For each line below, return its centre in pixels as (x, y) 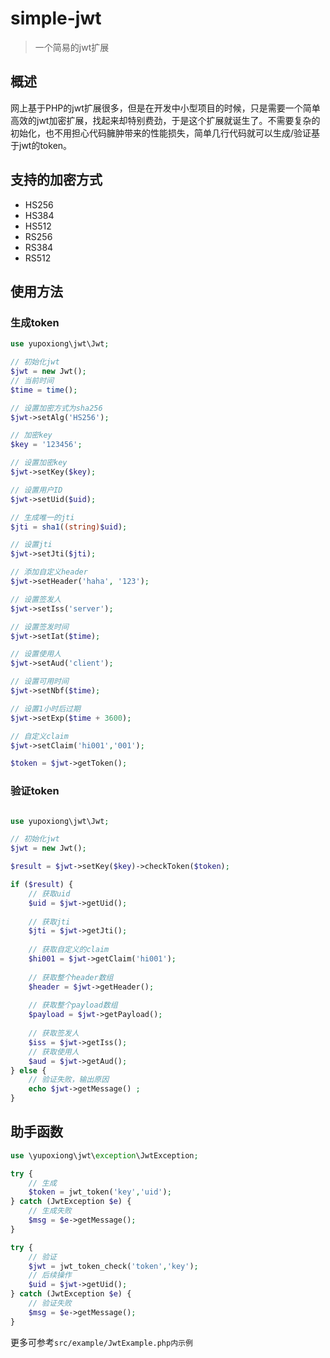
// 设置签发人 (36, 599)
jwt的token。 (45, 145)
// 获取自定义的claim (69, 950)
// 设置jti (31, 545)
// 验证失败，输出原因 (69, 1080)
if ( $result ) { (42, 885)
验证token (35, 791)
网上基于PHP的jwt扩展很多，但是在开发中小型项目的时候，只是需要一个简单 (165, 108)
